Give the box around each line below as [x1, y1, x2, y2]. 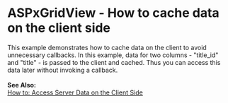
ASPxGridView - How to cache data [7, 5, 220, 21]
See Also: [7, 80, 37, 89]
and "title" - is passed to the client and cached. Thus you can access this [7, 58, 221, 66]
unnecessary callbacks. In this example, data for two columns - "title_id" [7, 51, 219, 59]
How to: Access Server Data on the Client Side [7, 88, 143, 97]
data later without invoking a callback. [7, 66, 118, 74]
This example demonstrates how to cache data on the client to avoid [7, 43, 207, 51]
